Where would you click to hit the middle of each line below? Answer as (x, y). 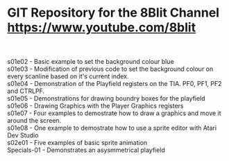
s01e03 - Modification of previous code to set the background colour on (110, 69)
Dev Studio (23, 135)
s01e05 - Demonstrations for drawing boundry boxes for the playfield (107, 98)
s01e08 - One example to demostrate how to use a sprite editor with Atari (112, 128)
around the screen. (34, 120)
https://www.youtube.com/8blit (102, 27)
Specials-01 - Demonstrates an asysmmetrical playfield (86, 150)
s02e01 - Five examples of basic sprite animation (77, 142)
